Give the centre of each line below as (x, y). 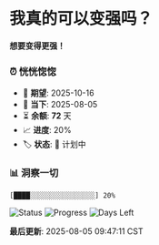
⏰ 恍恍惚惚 (33, 71)
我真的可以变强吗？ (81, 19)
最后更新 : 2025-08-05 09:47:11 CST (76, 231)
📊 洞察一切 (34, 173)
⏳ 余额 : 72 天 (47, 116)
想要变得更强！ (37, 46)
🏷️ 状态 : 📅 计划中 (54, 144)
